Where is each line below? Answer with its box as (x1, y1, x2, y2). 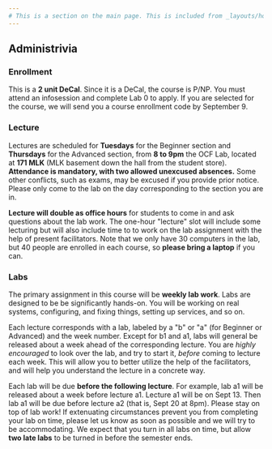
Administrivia (8, 42, 79, 56)
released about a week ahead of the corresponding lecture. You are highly (8, 340, 257, 349)
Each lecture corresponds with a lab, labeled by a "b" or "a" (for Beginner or (8, 322, 262, 332)
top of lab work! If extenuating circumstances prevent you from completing (8, 407, 259, 417)
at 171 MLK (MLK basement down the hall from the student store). (8, 157, 227, 167)
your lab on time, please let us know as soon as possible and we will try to (8, 415, 256, 425)
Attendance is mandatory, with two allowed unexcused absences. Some (8, 166, 257, 176)
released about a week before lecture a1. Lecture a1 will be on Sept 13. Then (8, 390, 261, 400)
